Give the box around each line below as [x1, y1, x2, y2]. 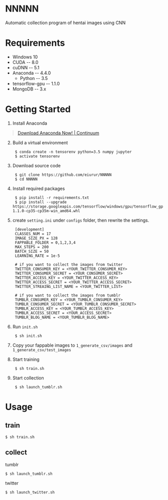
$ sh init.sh [15, 333, 42, 338]
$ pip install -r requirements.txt [15, 195, 89, 200]
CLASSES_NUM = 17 [15, 231, 51, 236]
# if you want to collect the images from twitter [15, 262, 123, 267]
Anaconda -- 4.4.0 [12, 70, 51, 76]
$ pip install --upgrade [15, 199, 67, 205]
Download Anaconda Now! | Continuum [17, 130, 99, 136]
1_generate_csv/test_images [12, 347, 71, 352]
